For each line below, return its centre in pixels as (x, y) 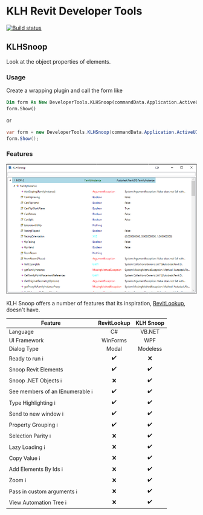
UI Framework (26, 340)
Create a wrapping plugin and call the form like (64, 91)
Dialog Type (24, 348)
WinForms (114, 340)
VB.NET (150, 332)
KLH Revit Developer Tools (74, 11)
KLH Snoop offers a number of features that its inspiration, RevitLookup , (96, 303)
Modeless (150, 348)
